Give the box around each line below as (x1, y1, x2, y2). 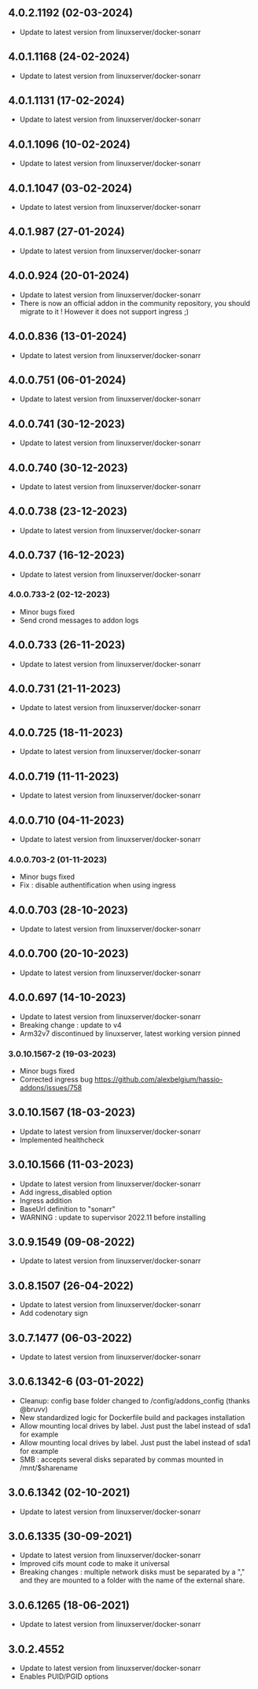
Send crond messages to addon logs (19, 615, 139, 625)
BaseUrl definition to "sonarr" (19, 1204, 116, 1213)
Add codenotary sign (19, 1309, 88, 1318)
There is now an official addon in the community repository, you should (19, 298, 250, 308)
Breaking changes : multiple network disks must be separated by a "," (19, 1568, 245, 1577)
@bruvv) (19, 1404, 49, 1414)
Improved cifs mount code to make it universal (19, 1559, 171, 1568)
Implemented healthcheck (19, 1135, 105, 1145)
